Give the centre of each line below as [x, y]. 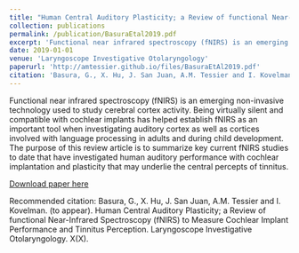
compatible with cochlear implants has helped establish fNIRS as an [133, 119]
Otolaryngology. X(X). [49, 238]
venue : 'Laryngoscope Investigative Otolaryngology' [109, 59]
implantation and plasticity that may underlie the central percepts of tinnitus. [149, 166]
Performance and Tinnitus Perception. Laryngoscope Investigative [131, 229]
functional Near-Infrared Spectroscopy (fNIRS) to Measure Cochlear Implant [149, 219]
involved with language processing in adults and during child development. [147, 138]
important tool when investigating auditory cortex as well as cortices [134, 129]
